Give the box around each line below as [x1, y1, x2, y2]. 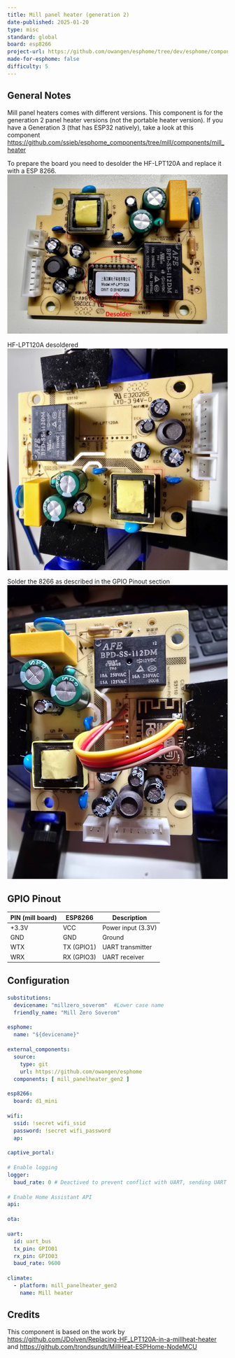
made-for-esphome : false [7, 56, 80, 63]
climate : [7, 1275, 33, 1282]
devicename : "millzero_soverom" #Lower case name [13, 1001, 164, 1009]
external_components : [7, 1046, 71, 1053]
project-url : [7, 48, 45, 55]
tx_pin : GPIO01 [13, 1245, 58, 1252]
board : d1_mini [13, 1098, 58, 1105]
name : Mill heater [20, 1289, 73, 1296]
